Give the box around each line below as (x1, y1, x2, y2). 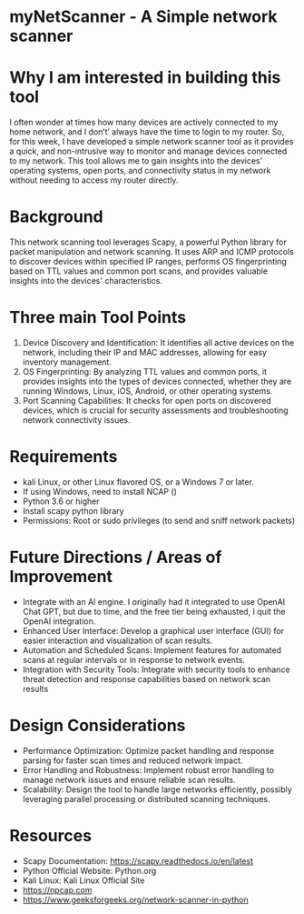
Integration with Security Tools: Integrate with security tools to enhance (22, 664, 290, 675)
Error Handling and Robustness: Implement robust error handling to (22, 764, 275, 775)
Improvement (9, 567, 113, 588)
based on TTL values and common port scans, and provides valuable (9, 266, 269, 276)
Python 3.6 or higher (22, 496, 100, 507)
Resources (9, 826, 93, 846)
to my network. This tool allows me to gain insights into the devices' (9, 156, 263, 166)
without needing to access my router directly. (9, 175, 179, 186)
